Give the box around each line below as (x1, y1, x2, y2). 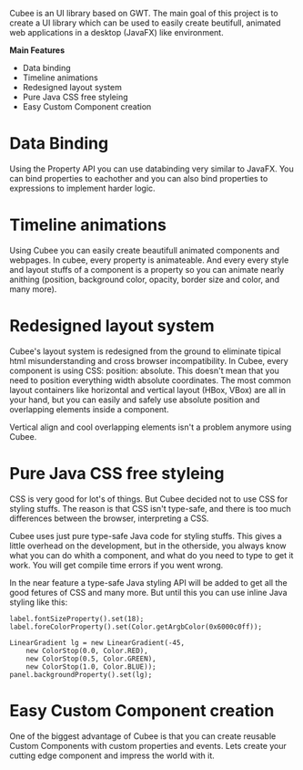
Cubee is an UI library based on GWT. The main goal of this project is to (9, 8, 279, 18)
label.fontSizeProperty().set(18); (9, 614, 145, 623)
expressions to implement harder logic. (9, 182, 157, 193)
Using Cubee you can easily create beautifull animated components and (9, 245, 280, 255)
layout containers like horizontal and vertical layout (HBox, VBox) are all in (9, 384, 287, 395)
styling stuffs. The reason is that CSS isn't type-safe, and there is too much (9, 503, 291, 514)
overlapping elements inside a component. (9, 403, 169, 414)
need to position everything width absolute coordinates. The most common (9, 374, 291, 386)
